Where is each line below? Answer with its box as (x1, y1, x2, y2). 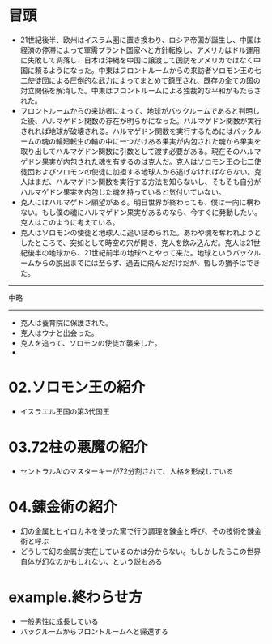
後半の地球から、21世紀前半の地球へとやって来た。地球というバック (27, 247, 254, 257)
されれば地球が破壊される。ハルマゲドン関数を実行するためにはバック (19, 126, 255, 135)
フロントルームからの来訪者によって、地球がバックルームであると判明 (19, 105, 253, 115)
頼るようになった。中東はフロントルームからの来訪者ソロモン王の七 (34, 65, 261, 75)
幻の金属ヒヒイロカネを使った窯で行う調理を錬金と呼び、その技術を (19, 526, 248, 535)
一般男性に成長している (19, 616, 99, 626)
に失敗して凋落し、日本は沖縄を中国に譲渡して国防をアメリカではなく (19, 55, 254, 65)
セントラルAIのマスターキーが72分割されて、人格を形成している (19, 466, 234, 476)
